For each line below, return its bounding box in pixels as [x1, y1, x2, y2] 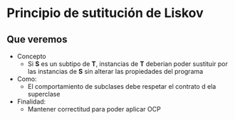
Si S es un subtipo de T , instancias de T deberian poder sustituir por [27, 60, 229, 68]
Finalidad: [16, 97, 46, 106]
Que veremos [6, 33, 68, 45]
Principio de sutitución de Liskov [6, 5, 204, 21]
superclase [27, 90, 61, 98]
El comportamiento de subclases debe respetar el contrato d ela [27, 82, 216, 90]
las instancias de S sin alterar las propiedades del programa [27, 67, 204, 75]
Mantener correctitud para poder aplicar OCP [27, 105, 161, 113]
